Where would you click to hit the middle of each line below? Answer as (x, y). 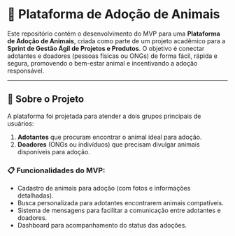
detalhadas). (35, 196)
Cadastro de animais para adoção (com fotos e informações (104, 189)
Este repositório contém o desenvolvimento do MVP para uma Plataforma (114, 34)
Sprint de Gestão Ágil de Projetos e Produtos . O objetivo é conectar (106, 48)
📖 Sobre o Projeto (46, 99)
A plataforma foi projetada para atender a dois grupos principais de (104, 116)
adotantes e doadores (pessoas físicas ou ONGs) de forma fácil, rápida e (113, 56)
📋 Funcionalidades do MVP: (56, 170)
